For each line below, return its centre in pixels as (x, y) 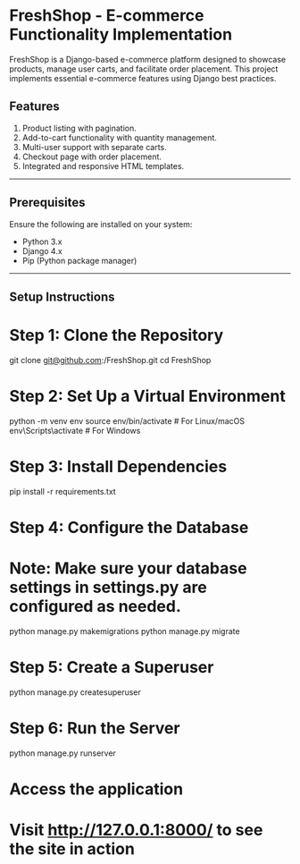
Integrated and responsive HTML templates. (103, 165)
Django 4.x (42, 250)
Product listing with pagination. (79, 128)
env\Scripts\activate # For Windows (75, 430)
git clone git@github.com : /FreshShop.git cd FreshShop (110, 360)
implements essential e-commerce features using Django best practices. (143, 78)
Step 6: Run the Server (95, 728)
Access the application (96, 789)
